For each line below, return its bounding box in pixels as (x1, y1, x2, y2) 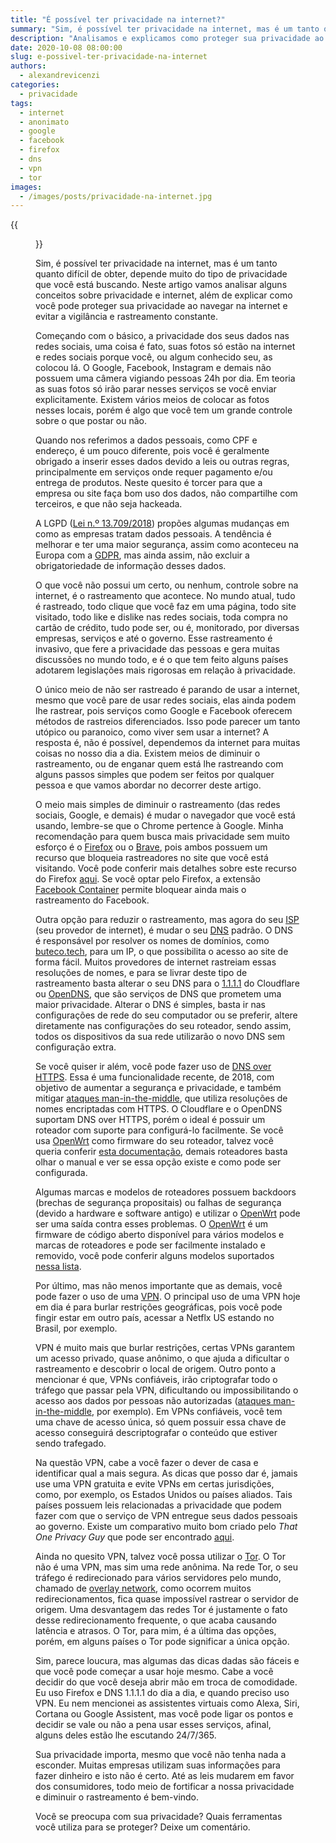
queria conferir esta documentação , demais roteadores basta (35, 1146, 288, 1158)
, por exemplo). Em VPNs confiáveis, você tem (91, 1406, 283, 1418)
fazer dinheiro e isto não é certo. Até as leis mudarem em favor (35, 1770, 295, 1782)
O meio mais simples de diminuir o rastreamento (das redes (35, 799, 281, 811)
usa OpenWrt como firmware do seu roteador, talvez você (35, 1135, 274, 1147)
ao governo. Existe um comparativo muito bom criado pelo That (35, 1521, 298, 1533)
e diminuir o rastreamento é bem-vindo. (35, 1791, 200, 1803)
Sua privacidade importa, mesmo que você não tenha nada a (35, 1749, 287, 1761)
